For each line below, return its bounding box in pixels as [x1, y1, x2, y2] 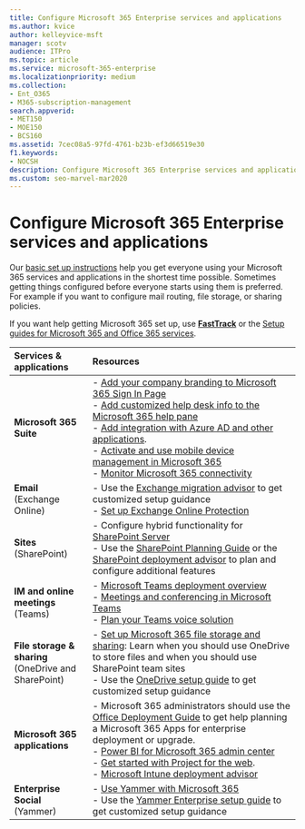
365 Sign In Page [92, 388, 166, 400]
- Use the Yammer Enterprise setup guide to [92, 794, 282, 806]
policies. [9, 301, 41, 311]
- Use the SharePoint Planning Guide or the [92, 542, 278, 555]
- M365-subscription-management [9, 97, 132, 107]
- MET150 [9, 114, 43, 123]
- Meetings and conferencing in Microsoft [92, 591, 271, 604]
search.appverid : [9, 106, 75, 115]
